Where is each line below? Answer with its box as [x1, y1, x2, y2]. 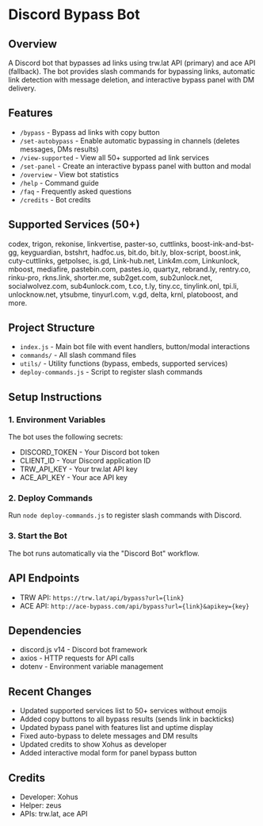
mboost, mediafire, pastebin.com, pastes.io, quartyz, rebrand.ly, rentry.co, [8, 264, 251, 274]
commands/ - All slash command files [19, 351, 137, 360]
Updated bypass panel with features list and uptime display [19, 723, 214, 732]
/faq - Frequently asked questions [19, 186, 132, 196]
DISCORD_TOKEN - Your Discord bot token [19, 448, 160, 457]
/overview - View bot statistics [19, 169, 120, 179]
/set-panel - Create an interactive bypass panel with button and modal [19, 161, 251, 171]
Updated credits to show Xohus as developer [19, 740, 167, 749]
